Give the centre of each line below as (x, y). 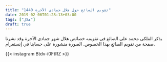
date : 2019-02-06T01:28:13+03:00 (41, 15)
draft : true (18, 24)
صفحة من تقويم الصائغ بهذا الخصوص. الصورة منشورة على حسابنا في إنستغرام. (80, 44)
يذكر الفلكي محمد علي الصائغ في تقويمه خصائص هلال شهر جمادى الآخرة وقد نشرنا (84, 39)
